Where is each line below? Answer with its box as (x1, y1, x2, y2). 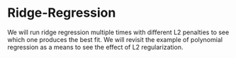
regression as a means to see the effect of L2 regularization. (7, 43, 184, 51)
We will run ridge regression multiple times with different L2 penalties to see (7, 28, 230, 36)
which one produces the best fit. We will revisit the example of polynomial (7, 35, 223, 43)
